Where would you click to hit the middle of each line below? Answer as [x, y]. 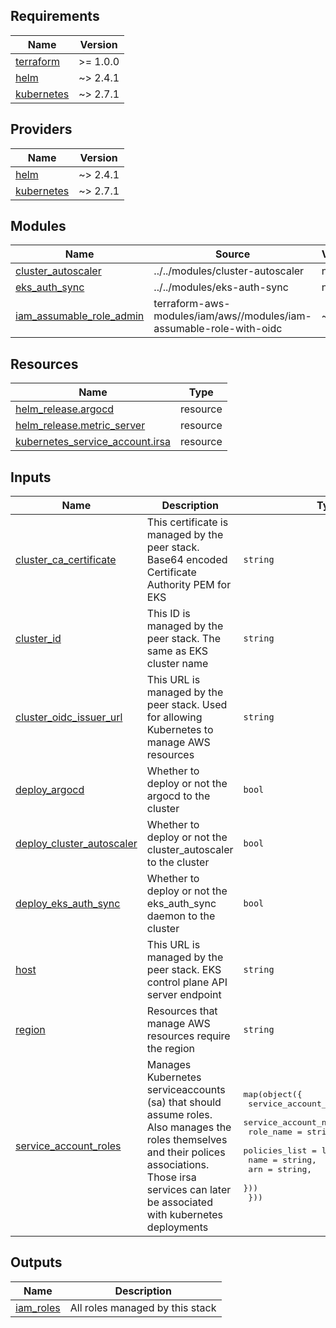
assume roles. [179, 1115]
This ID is [168, 614]
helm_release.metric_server [80, 426]
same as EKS [177, 651]
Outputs [36, 1262]
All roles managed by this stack [143, 1307]
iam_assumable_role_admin [80, 316]
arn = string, [280, 1169]
